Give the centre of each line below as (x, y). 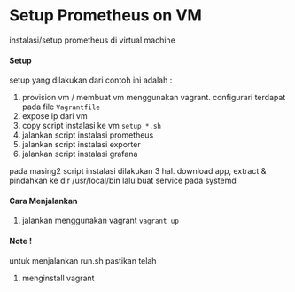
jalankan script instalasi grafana (80, 154)
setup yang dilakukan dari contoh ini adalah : (91, 80)
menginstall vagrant (58, 278)
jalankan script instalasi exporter (81, 145)
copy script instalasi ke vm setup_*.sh (92, 126)
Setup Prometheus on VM (105, 16)
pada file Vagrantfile (61, 107)
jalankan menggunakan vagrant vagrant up (101, 221)
